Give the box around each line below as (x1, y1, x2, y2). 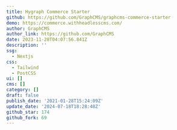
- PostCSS (11, 70, 36, 76)
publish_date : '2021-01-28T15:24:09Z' (6, 98, 104, 104)
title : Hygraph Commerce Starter (6, 8, 90, 15)
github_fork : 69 (6, 114, 47, 120)
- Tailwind (11, 64, 39, 71)
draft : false (6, 92, 39, 98)
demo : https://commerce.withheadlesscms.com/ (6, 20, 122, 26)
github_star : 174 (6, 109, 50, 115)
